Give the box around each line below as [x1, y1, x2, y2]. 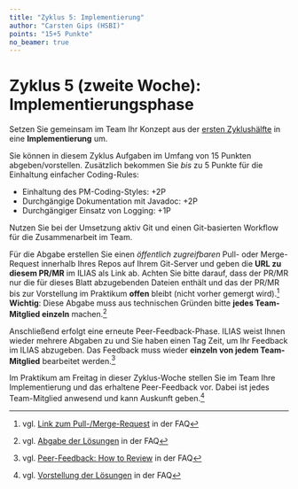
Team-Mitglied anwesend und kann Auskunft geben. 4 [9, 392, 206, 403]
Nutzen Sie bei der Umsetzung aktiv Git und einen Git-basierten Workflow [9, 222, 279, 233]
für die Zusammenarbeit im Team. [9, 232, 133, 243]
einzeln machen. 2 [41, 307, 108, 319]
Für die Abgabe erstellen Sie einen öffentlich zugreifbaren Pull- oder [9, 249, 259, 260]
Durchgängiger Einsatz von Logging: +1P [21, 206, 171, 216]
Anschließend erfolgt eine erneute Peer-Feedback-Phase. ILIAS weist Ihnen [9, 325, 286, 337]
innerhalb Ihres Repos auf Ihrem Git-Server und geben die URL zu [41, 259, 282, 269]
